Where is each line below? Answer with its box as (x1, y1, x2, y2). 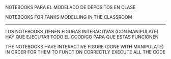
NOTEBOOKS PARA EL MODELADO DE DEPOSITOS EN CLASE (5, 5, 136, 10)
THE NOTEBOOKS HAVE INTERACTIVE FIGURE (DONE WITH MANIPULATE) (5, 44, 164, 49)
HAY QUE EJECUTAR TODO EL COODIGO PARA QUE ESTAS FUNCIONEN (5, 34, 159, 40)
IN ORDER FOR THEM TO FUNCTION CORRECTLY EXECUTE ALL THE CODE (5, 49, 166, 55)
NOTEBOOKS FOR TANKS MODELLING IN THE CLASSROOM (5, 14, 132, 20)
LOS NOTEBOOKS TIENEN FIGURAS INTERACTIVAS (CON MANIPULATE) (5, 29, 159, 34)
